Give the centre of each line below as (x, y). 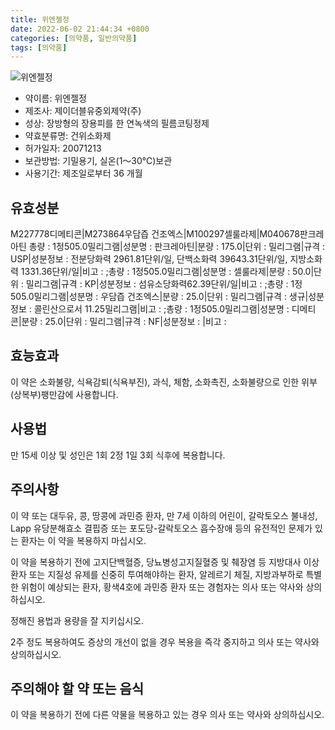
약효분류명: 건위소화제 (68, 136)
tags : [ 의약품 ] (39, 47)
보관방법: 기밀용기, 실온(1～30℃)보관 (98, 161)
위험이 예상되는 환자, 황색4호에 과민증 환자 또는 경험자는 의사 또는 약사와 (162, 587)
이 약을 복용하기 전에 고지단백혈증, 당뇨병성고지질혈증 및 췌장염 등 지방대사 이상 (165, 562)
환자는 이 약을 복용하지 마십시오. (83, 540)
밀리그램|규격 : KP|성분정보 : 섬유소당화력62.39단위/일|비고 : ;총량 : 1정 (164, 284)
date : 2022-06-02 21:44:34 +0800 (80, 29)
